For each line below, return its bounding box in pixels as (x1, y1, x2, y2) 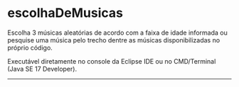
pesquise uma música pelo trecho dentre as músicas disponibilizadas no (7, 35, 221, 44)
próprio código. (7, 43, 53, 52)
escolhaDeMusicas (7, 5, 123, 21)
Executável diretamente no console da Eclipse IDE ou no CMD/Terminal (7, 57, 216, 65)
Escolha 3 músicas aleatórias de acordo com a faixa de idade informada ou (7, 28, 228, 37)
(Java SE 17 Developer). (7, 64, 77, 73)
